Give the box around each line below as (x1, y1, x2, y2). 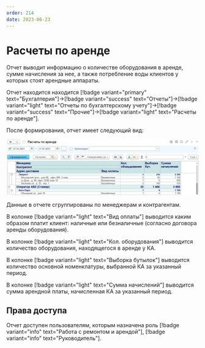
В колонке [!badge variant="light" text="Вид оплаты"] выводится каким (6, 212, 192, 220)
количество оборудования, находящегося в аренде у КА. (6, 244, 156, 252)
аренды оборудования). (6, 226, 69, 233)
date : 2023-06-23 (6, 16, 51, 23)
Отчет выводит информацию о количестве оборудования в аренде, (6, 64, 184, 71)
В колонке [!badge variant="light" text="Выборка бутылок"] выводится (6, 256, 190, 263)
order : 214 (6, 10, 34, 16)
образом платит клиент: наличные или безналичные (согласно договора (6, 219, 197, 226)
